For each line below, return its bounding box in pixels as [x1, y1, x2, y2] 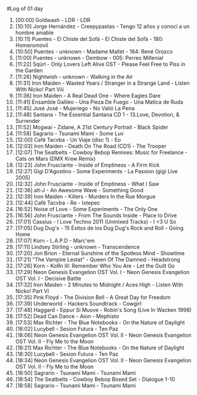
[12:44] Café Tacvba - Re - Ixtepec [15, 199, 100, 206]
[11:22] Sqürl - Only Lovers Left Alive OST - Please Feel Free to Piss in [15, 60, 186, 68]
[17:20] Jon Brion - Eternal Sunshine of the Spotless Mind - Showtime [15, 250, 185, 257]
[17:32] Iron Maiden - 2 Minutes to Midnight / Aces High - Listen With [15, 281, 184, 288]
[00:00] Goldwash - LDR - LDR [15, 17, 91, 23]
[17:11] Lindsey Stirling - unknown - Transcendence [15, 243, 140, 250]
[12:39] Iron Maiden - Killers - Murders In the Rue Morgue [15, 193, 156, 200]
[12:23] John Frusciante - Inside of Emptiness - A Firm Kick [15, 161, 160, 168]
